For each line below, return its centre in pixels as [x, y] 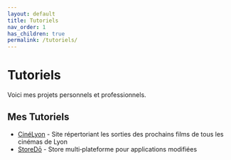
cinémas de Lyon [42, 142]
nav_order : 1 [27, 27]
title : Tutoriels [33, 21]
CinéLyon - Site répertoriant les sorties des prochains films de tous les [120, 134]
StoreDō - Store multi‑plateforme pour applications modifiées [107, 149]
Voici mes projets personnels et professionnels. [77, 95]
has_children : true [36, 34]
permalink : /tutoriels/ [43, 40]
